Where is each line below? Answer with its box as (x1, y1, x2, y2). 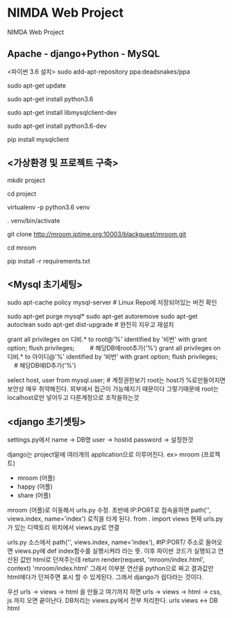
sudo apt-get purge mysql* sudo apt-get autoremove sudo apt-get (7, 312, 198, 320)
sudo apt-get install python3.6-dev (7, 122, 107, 130)
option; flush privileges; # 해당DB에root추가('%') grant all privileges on (7, 344, 221, 352)
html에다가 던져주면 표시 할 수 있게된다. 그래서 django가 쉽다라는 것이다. (7, 573, 204, 581)
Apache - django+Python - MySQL (7, 48, 160, 60)
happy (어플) (17, 482, 53, 491)
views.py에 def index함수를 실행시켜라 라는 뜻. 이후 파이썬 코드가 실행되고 (14, 547, 217, 555)
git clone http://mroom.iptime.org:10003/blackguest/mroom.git (7, 229, 186, 238)
